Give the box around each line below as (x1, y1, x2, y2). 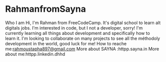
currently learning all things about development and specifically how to (5, 30, 150, 36)
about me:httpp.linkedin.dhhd (5, 51, 65, 57)
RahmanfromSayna (5, 3, 86, 15)
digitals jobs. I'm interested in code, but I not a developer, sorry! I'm (5, 25, 143, 31)
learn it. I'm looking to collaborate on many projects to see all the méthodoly (5, 35, 160, 41)
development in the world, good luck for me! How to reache (5, 40, 127, 46)
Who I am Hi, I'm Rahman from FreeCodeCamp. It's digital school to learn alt (5, 20, 161, 26)
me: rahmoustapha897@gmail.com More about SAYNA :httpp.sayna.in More (5, 46, 160, 52)
